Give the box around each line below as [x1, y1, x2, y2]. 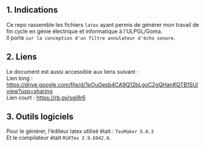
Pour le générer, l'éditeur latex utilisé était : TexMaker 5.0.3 [6, 127, 154, 135]
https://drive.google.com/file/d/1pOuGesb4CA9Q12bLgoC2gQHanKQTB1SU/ [6, 81, 199, 88]
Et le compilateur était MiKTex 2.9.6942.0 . [6, 134, 111, 142]
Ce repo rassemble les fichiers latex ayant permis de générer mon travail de [6, 21, 199, 28]
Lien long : [6, 74, 33, 82]
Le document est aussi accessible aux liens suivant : [6, 68, 139, 75]
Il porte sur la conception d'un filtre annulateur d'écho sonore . [6, 34, 176, 41]
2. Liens [6, 52, 37, 62]
